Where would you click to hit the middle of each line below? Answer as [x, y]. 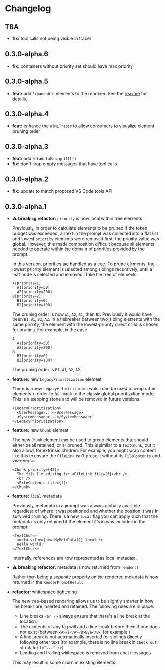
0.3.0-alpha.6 [27, 54]
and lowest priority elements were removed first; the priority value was [85, 238]
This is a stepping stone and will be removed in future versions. [76, 399]
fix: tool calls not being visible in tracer [52, 38]
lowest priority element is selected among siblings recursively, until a [82, 269]
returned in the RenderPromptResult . [48, 582]
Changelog [28, 9]
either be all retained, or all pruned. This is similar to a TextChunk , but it [83, 445]
